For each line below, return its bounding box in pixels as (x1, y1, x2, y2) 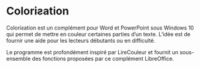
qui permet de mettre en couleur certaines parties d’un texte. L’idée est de (6, 30, 191, 37)
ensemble (6, 55, 31, 62)
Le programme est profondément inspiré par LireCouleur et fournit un (6, 48, 179, 55)
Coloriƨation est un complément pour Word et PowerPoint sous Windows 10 (6, 24, 194, 31)
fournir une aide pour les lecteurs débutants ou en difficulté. (6, 37, 155, 44)
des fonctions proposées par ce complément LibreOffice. (32, 55, 174, 62)
